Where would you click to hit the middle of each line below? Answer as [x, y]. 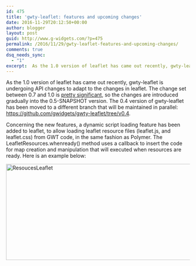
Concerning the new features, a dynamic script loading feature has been [93, 125]
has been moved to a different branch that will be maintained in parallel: [92, 107]
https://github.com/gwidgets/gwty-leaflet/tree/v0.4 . [69, 113]
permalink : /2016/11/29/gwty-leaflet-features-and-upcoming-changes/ [92, 44]
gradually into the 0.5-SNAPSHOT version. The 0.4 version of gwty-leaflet [95, 101]
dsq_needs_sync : [26, 55]
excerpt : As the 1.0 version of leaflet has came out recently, [87, 66]
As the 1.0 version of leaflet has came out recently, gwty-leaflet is [85, 82]
